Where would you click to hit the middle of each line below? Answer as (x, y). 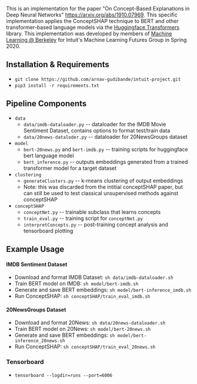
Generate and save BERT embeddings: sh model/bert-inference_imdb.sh (103, 290)
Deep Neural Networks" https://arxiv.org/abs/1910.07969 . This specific (92, 15)
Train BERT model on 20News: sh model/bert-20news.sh (83, 329)
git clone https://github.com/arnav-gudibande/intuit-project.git (98, 79)
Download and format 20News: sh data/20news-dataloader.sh (90, 323)
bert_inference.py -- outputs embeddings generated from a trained (106, 162)
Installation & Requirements (58, 65)
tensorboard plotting (48, 231)
